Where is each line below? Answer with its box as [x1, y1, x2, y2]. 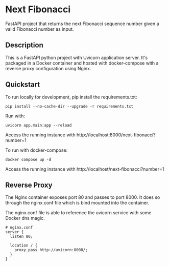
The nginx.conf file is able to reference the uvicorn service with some [5, 210, 152, 216]
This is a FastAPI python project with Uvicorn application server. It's [5, 54, 148, 60]
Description [5, 41, 43, 50]
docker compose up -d [5, 157, 52, 162]
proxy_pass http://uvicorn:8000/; [14, 248, 88, 253]
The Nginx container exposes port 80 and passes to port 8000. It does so [5, 194, 160, 200]
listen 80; [10, 234, 33, 239]
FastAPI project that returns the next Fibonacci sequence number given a [5, 21, 159, 27]
